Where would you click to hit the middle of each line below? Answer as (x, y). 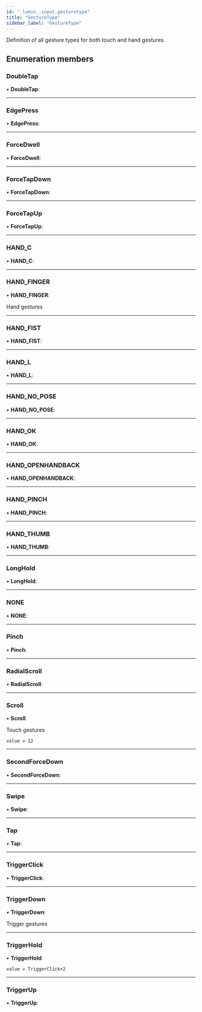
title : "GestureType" (33, 17)
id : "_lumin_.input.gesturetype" (48, 12)
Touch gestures (26, 730)
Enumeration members (50, 59)
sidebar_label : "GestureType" (44, 23)
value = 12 (20, 741)
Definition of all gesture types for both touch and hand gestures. (86, 40)
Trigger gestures (27, 924)
